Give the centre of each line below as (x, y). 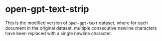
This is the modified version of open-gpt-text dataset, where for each (77, 23)
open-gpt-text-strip (47, 9)
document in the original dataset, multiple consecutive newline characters (81, 28)
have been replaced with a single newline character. (59, 33)
